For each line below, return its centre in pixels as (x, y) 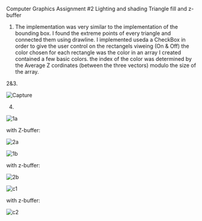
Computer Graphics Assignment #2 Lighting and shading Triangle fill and (97, 9)
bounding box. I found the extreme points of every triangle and (93, 33)
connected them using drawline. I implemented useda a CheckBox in (100, 40)
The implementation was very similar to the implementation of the (96, 27)
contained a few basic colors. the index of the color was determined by (103, 59)
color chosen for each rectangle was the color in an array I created (98, 53)
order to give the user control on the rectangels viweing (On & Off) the (102, 46)
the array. (27, 72)
